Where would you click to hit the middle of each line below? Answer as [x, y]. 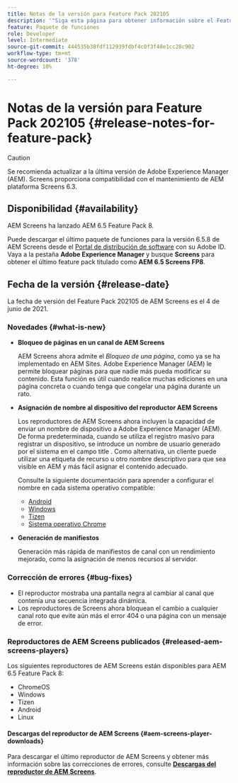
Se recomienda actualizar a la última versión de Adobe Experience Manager [118, 171]
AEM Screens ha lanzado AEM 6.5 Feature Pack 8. [81, 226]
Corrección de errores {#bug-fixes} [70, 578]
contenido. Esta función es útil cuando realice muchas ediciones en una [123, 379]
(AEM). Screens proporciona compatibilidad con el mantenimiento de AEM [116, 179]
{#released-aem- [192, 641]
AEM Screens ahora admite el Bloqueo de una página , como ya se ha [119, 356]
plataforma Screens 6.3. [42, 186]
